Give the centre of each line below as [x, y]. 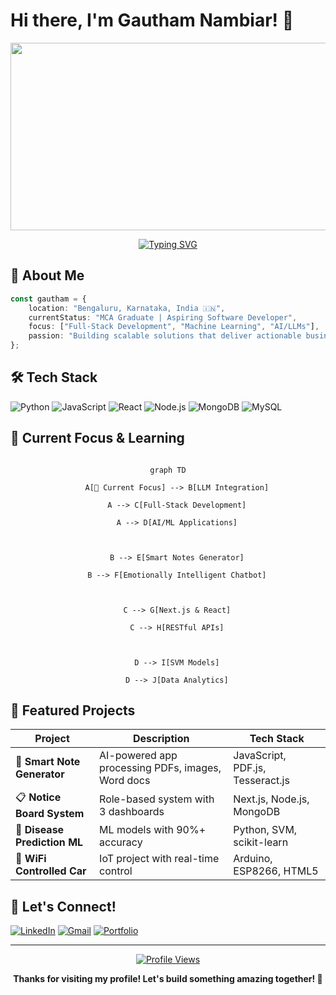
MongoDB [257, 811]
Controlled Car [51, 871]
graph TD [168, 470]
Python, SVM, [265, 830]
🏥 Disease [40, 830]
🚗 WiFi [31, 859]
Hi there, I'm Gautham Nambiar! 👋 [152, 20]
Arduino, [253, 859]
